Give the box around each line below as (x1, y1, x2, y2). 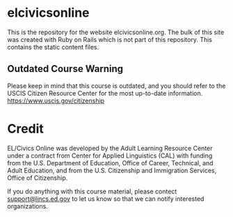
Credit (7, 121, 44, 137)
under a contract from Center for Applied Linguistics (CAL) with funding (7, 151, 213, 160)
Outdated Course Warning (7, 63, 124, 75)
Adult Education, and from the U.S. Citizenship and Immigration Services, (7, 166, 217, 174)
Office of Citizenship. (7, 173, 68, 182)
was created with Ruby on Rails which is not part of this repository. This (7, 35, 213, 43)
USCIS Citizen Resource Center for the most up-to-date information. (7, 89, 203, 97)
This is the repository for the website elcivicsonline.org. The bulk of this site (7, 28, 225, 36)
